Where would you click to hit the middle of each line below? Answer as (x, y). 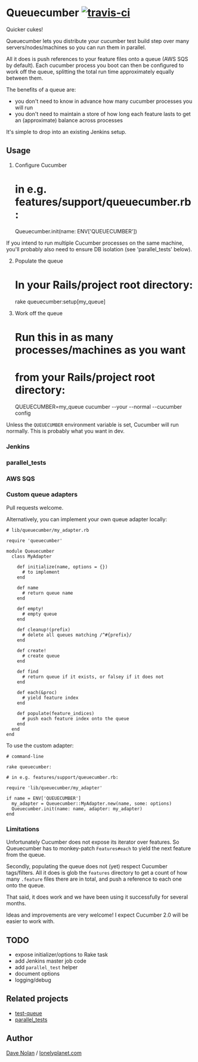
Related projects (37, 999)
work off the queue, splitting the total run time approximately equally (90, 71)
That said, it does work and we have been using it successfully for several (97, 897)
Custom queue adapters (42, 495)
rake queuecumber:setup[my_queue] (60, 302)
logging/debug (33, 980)
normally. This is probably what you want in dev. (66, 431)
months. (16, 903)
